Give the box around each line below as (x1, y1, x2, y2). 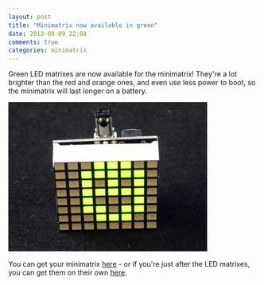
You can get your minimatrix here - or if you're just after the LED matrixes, (8, 260, 250, 269)
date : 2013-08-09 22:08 (8, 29, 87, 37)
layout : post (8, 13, 52, 21)
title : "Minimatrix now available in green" (8, 21, 158, 29)
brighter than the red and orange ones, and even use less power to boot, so (8, 78, 256, 88)
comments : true (8, 38, 59, 46)
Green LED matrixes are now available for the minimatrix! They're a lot (8, 69, 237, 79)
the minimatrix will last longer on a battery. (8, 86, 148, 96)
